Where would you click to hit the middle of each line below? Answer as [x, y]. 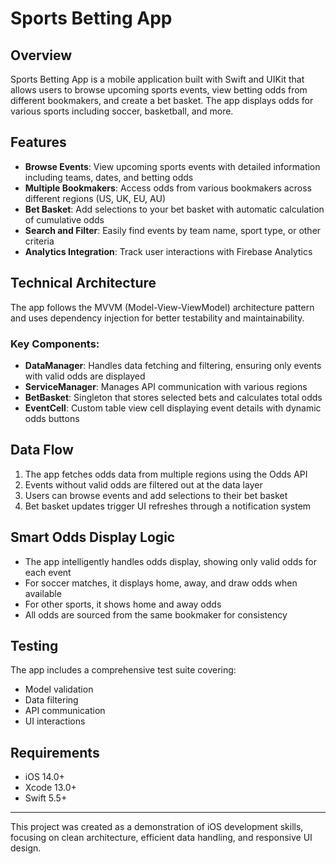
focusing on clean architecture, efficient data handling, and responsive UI [161, 838]
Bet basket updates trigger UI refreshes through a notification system [168, 506]
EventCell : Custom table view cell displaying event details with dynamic [173, 408]
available [43, 593]
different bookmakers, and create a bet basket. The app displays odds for [162, 100]
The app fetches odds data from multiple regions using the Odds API [166, 474]
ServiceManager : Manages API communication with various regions [166, 386]
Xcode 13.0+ [50, 788]
